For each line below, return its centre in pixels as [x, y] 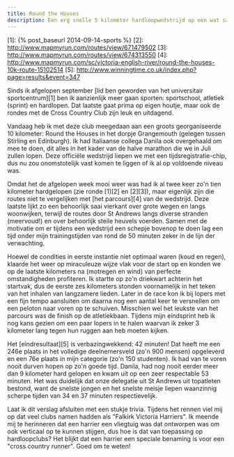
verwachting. [26, 243]
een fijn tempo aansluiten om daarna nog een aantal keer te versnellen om [114, 300]
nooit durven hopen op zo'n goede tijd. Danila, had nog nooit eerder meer [113, 366]
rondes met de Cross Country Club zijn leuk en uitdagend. [91, 113]
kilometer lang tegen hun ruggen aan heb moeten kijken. [88, 330]
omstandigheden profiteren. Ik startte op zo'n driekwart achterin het [105, 278]
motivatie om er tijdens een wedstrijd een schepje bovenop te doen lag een [115, 228]
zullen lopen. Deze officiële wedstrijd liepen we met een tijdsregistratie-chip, [117, 155]
